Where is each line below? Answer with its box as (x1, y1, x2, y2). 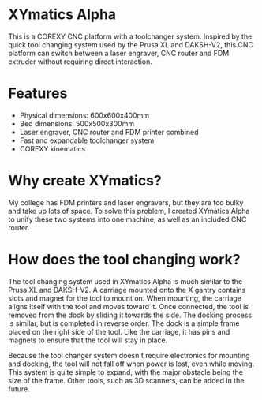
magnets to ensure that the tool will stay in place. (8, 335, 168, 345)
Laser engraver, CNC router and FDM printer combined (19, 127, 199, 136)
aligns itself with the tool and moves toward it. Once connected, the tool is (8, 301, 249, 311)
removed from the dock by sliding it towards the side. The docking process (8, 310, 253, 320)
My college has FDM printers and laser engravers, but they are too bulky (8, 197, 244, 207)
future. (8, 384, 30, 394)
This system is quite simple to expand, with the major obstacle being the (8, 367, 243, 376)
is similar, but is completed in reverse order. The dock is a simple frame (8, 318, 240, 328)
